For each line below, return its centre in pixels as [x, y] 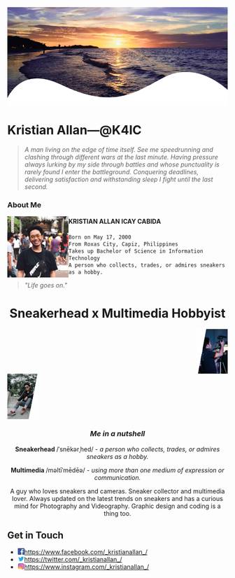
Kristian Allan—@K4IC [74, 131]
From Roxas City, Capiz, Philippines [123, 244]
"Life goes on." [46, 286]
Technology [84, 258]
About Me [24, 204]
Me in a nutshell [117, 434]
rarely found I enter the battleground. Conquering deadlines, [112, 171]
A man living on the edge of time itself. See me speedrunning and [119, 149]
